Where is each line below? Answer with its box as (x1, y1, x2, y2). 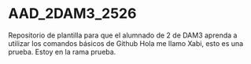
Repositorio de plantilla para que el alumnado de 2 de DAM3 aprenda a (8, 30, 238, 40)
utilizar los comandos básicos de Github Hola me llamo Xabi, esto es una (8, 38, 244, 48)
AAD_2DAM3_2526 (8, 5, 137, 23)
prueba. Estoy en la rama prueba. (8, 47, 116, 56)
